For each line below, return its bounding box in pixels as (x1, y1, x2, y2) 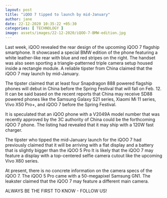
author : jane (5, 16, 32, 21)
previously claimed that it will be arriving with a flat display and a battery (5, 142, 154, 148)
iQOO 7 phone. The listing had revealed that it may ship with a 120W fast (5, 122, 154, 128)
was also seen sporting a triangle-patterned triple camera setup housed (5, 60, 153, 66)
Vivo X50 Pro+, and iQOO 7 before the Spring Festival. (5, 102, 117, 107)
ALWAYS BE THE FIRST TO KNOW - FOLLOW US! (5, 188, 107, 194)
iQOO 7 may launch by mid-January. (5, 71, 80, 76)
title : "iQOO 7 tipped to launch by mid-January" (5, 12, 111, 17)
